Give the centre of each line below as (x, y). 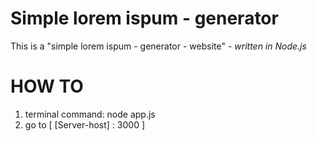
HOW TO (47, 86)
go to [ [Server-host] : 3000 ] (85, 124)
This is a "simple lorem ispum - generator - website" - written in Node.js (158, 46)
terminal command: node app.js (90, 114)
